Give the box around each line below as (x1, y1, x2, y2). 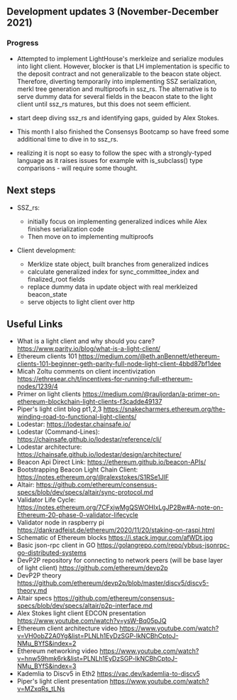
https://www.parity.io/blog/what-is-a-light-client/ (16, 344, 161, 353)
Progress (6, 38, 39, 48)
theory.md (16, 586, 48, 595)
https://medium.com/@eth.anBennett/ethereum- (78, 352, 221, 361)
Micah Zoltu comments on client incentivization (16, 367, 155, 376)
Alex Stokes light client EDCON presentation (16, 609, 146, 617)
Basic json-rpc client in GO (16, 541, 96, 550)
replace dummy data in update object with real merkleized (27, 282, 198, 291)
